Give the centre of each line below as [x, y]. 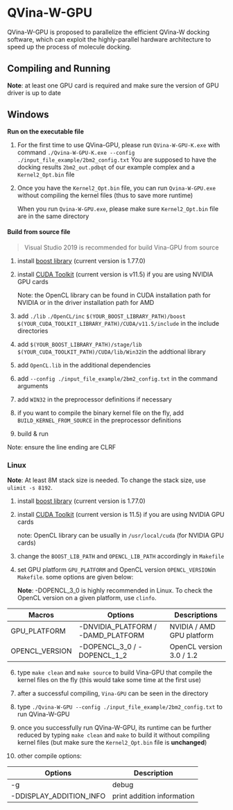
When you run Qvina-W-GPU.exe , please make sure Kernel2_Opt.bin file [118, 208]
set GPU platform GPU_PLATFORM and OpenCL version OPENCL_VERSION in [116, 570]
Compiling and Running [59, 68]
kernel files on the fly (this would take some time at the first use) [109, 680]
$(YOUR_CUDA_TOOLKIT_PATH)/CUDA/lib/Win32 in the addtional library [111, 352]
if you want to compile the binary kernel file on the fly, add [101, 413]
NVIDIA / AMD [193, 627]
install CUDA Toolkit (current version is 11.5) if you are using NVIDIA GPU [121, 515]
